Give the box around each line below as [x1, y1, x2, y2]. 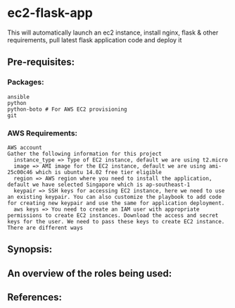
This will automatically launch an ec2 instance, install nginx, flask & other [7, 28, 219, 37]
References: [7, 291, 62, 304]
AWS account [7, 144, 42, 151]
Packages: [7, 78, 44, 87]
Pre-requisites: [7, 56, 75, 68]
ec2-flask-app [7, 5, 93, 21]
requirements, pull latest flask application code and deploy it [7, 35, 182, 44]
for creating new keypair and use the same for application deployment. [7, 199, 225, 207]
